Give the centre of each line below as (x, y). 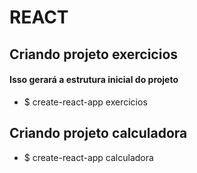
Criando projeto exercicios (94, 54)
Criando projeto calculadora (98, 133)
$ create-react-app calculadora (88, 157)
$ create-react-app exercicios (85, 102)
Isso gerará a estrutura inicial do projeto (94, 80)
